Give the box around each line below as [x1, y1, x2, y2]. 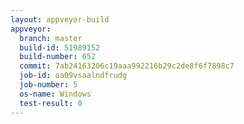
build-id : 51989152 [19, 42, 101, 53]
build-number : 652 [19, 52, 97, 62]
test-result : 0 [19, 98, 83, 108]
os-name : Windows [19, 89, 92, 99]
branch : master [19, 33, 83, 43]
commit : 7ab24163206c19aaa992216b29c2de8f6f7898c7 [19, 61, 235, 71]
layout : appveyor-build [10, 14, 110, 25]
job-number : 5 [19, 80, 78, 90]
